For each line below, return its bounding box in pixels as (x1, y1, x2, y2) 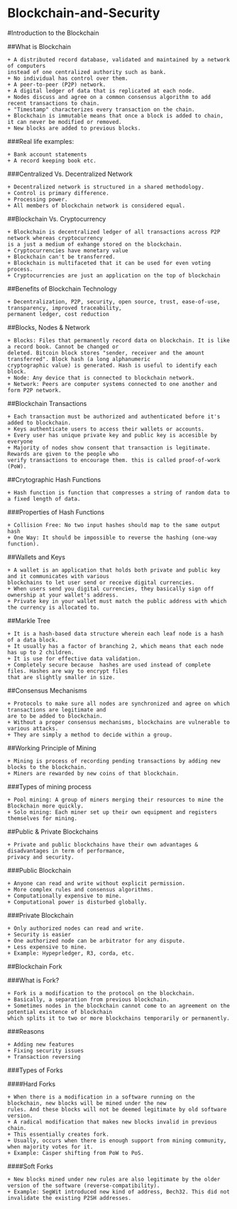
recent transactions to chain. (7, 100, 100, 107)
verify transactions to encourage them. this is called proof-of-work (7, 456, 221, 464)
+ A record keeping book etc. (7, 157, 97, 164)
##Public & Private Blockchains (7, 827, 99, 836)
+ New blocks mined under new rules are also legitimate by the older (7, 1176, 221, 1183)
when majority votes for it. (7, 1143, 94, 1151)
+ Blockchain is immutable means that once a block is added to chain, (7, 112, 224, 119)
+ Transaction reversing (7, 1053, 81, 1060)
